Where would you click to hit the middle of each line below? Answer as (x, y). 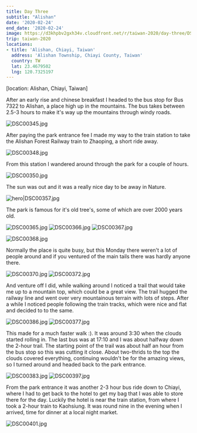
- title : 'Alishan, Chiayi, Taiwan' (51, 50)
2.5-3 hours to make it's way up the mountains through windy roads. (89, 112)
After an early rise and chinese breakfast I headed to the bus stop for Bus (95, 100)
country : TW (26, 61)
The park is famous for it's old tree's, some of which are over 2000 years (94, 210)
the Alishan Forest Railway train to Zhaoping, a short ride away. (82, 141)
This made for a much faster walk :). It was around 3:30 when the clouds (94, 334)
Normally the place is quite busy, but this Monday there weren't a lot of (92, 250)
